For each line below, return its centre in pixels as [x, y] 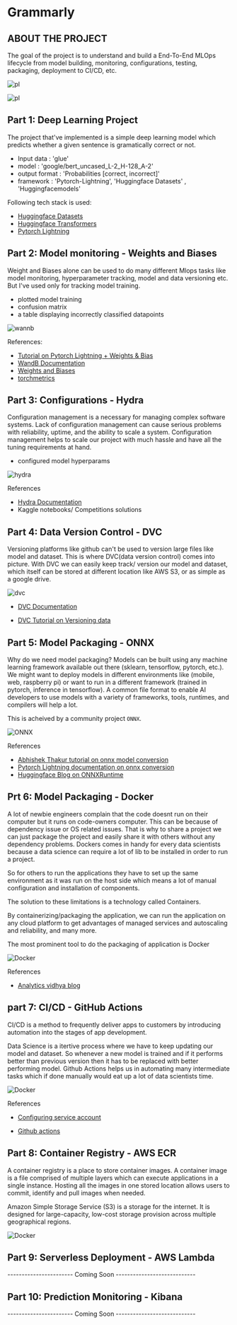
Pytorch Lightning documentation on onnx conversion [96, 767]
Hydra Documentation [50, 502]
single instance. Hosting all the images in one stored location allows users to [118, 1185]
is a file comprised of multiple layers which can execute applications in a [113, 1178]
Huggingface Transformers [57, 223]
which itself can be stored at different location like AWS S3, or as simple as [116, 571]
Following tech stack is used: [50, 202]
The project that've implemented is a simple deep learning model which [111, 137]
